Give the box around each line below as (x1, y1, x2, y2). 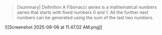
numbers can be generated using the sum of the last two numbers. (16, 15, 154, 20)
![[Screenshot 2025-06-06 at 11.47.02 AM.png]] (4, 24, 102, 30)
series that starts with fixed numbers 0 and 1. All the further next (16, 9, 149, 15)
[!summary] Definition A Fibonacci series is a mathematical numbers (16, 4, 157, 10)
